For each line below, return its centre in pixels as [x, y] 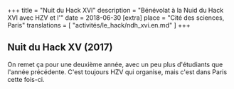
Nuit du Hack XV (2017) [60, 48]
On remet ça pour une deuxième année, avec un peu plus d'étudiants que [115, 64]
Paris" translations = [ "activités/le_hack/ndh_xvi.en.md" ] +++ [99, 25]
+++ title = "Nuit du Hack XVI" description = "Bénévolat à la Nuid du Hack [116, 10]
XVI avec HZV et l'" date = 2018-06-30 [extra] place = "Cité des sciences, [116, 18]
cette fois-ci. [26, 79]
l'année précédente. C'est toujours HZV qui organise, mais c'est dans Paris [117, 72]
